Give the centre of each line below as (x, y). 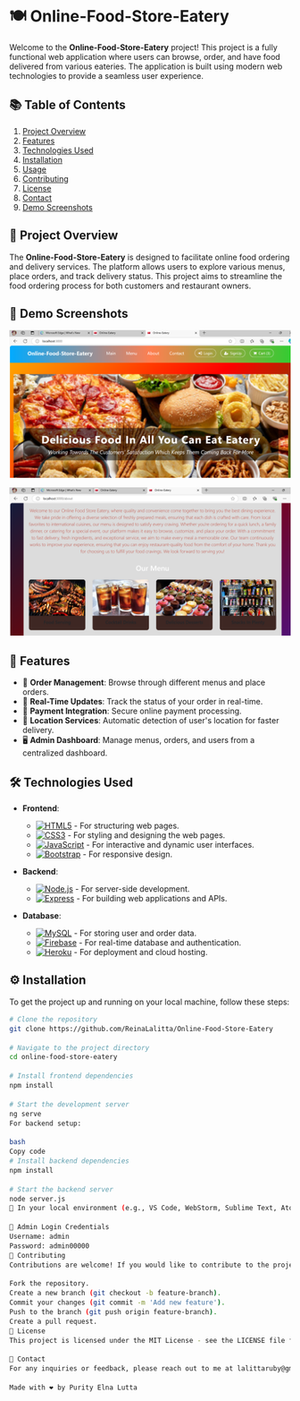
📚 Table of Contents (68, 105)
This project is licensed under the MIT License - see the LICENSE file (147, 1340)
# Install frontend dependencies (71, 1076)
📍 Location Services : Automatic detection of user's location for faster (150, 721)
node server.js (37, 1199)
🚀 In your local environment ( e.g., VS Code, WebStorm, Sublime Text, (143, 1209)
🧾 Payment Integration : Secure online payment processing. (132, 711)
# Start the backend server (62, 1189)
